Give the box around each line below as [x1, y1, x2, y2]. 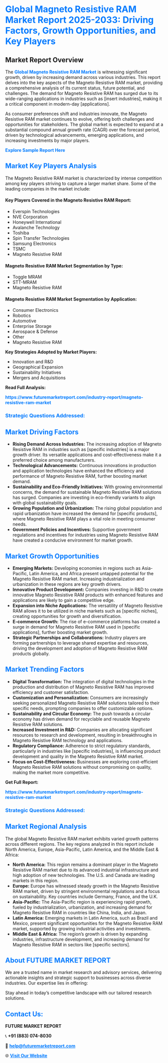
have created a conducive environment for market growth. [12, 537, 133, 544]
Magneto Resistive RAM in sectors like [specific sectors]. [12, 941, 130, 947]
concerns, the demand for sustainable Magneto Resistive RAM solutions [12, 489, 161, 495]
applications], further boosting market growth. [12, 629, 108, 635]
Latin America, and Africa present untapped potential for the [29, 570, 154, 576]
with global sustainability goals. [12, 500, 78, 506]
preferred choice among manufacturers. [12, 457, 96, 463]
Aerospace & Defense [12, 328, 58, 335]
